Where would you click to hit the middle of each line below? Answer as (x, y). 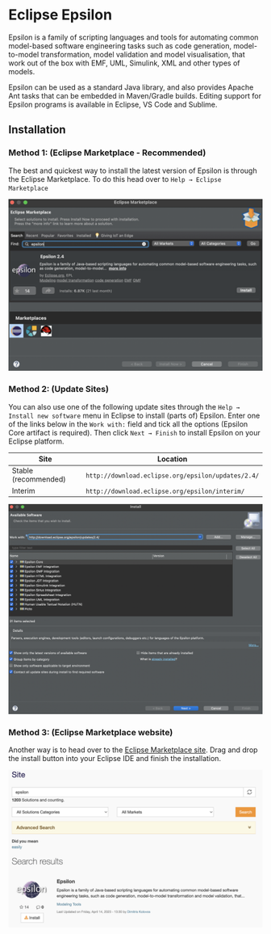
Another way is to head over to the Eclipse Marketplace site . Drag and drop (133, 750)
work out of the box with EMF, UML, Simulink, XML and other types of (124, 63)
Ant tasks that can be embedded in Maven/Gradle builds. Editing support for (135, 95)
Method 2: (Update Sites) (58, 389)
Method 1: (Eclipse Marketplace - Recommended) (107, 153)
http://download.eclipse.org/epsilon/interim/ (165, 491)
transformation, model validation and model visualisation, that (143, 54)
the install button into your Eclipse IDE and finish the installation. (115, 759)
